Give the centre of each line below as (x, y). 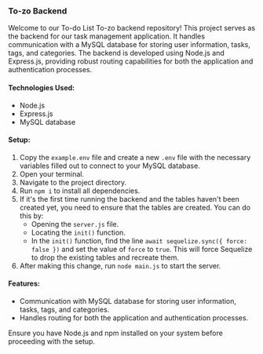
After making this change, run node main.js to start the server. (120, 265)
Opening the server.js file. (75, 224)
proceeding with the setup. (52, 341)
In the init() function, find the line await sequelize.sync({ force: (139, 240)
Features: (24, 283)
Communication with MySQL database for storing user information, (128, 301)
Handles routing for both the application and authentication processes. (134, 318)
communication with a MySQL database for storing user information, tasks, (130, 45)
